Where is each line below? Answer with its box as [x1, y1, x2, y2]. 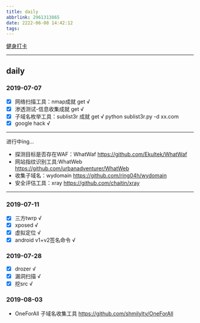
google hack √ [14, 120, 51, 127]
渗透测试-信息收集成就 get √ [14, 106, 85, 112]
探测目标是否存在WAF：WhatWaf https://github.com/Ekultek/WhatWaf [14, 150, 187, 158]
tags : [6, 25, 20, 32]
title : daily [6, 8, 39, 15]
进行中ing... [6, 138, 35, 145]
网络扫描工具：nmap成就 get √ [14, 98, 90, 105]
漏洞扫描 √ [14, 273, 41, 280]
